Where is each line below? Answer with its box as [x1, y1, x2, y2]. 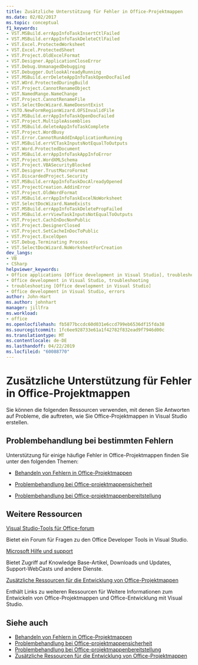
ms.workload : [6, 310, 38, 316]
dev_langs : [6, 250, 33, 256]
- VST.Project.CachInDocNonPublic [6, 217, 91, 223]
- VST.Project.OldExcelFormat [6, 53, 81, 58]
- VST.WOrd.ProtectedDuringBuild [6, 80, 88, 86]
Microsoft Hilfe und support [6, 548, 73, 555]
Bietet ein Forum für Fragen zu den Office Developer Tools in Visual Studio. [6, 536, 189, 543]
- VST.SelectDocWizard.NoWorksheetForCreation [6, 244, 123, 251]
